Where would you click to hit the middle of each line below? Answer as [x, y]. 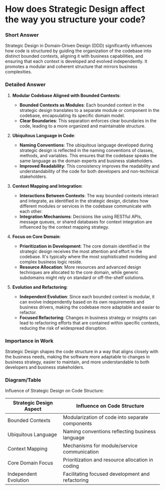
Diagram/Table [23, 380]
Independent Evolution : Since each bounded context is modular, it [87, 296]
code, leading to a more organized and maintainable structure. [82, 126]
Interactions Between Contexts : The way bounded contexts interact [89, 195]
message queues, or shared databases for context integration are [86, 222]
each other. [31, 211]
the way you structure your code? [75, 19]
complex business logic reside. [51, 262]
